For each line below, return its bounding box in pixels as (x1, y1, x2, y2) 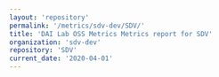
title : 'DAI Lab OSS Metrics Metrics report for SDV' (9, 29, 214, 38)
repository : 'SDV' (9, 46, 77, 55)
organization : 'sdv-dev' (9, 37, 101, 47)
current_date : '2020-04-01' (9, 54, 114, 63)
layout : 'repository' (9, 12, 90, 22)
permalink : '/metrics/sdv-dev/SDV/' (9, 21, 145, 30)
